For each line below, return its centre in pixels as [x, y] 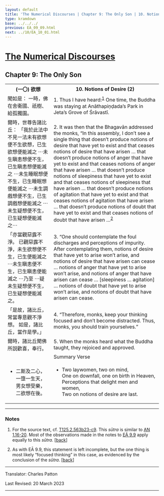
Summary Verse [72, 357]
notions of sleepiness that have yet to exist [102, 176]
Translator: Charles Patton [31, 474]
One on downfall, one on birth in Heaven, [108, 376]
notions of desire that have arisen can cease [104, 261]
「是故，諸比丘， [27, 310]
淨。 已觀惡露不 [25, 242]
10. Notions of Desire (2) [105, 89]
